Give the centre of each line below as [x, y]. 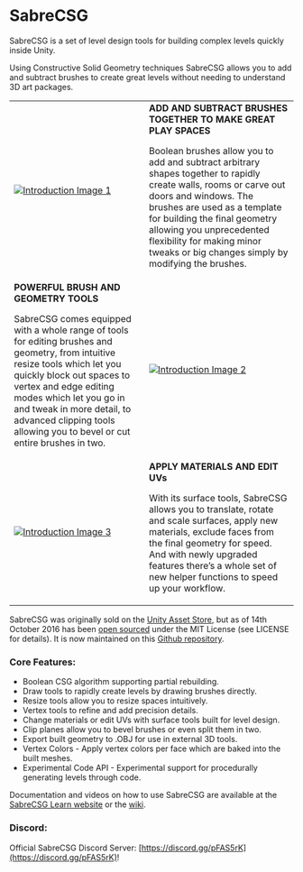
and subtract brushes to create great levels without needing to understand [147, 77]
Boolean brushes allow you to [211, 151]
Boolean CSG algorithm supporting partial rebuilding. [120, 682]
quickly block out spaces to [72, 375]
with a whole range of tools [71, 330]
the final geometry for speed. [210, 543]
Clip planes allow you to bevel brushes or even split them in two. [142, 730]
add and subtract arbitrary [204, 161]
